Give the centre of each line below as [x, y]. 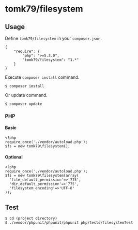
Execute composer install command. [42, 77]
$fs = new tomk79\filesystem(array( [42, 176]
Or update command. [26, 95]
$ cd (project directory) [31, 218]
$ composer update [23, 104]
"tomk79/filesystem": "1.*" [51, 60]
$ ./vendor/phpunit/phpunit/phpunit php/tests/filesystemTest [69, 223]
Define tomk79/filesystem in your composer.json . [54, 38]
